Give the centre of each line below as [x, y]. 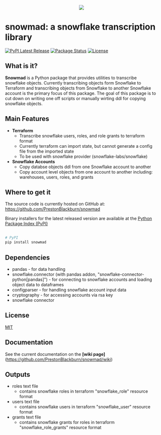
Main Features [27, 119]
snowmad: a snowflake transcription [80, 27]
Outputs [18, 374]
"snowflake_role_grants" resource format [60, 428]
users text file [26, 402]
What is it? [21, 66]
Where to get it [28, 192]
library [19, 37]
